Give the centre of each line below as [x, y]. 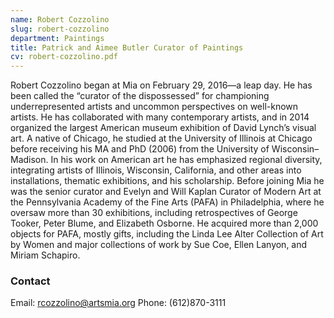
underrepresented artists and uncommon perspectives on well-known [154, 107]
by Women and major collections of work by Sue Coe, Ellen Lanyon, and [159, 245]
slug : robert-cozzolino [60, 29]
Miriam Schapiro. [45, 255]
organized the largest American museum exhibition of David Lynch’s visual [163, 128]
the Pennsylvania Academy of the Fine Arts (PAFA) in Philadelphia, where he [167, 202]
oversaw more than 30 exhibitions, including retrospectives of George [154, 213]
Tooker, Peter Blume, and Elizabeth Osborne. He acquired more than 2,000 [164, 223]
